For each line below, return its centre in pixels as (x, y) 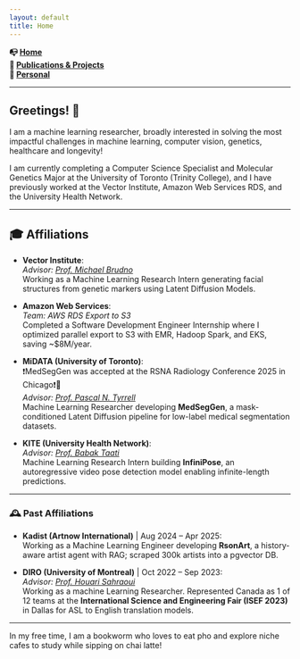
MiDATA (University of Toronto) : (83, 362)
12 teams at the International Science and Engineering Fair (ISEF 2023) (155, 601)
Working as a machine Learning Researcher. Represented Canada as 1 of (156, 591)
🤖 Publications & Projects (57, 64)
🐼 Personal (30, 74)
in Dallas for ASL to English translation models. (108, 610)
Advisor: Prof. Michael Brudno (78, 270)
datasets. (39, 426)
